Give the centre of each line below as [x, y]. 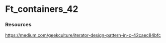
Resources [18, 25]
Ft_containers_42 [42, 9]
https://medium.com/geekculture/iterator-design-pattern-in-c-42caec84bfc [83, 35]
